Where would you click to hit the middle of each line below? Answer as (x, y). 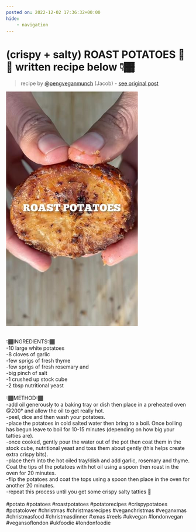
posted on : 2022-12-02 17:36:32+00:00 (53, 12)
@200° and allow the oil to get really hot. (55, 411)
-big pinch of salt (27, 373)
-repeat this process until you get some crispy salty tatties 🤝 (79, 492)
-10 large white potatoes (35, 348)
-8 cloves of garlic (28, 354)
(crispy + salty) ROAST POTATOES (91, 54)
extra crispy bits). (27, 455)
